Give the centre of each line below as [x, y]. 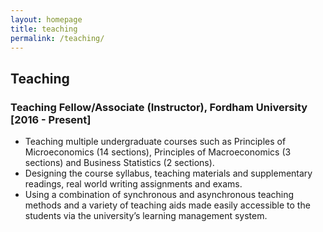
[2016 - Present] [51, 119]
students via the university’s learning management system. [146, 216]
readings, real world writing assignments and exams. [133, 184]
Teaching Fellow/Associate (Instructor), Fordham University [159, 107]
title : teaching [44, 29]
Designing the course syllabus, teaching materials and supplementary [168, 173]
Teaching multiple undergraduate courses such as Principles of [155, 142]
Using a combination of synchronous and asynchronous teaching [159, 195]
